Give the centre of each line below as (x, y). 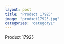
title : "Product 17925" (29, 14)
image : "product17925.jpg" (32, 19)
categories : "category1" (30, 23)
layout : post (18, 10)
